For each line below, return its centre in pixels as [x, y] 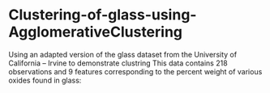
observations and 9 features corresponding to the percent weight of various [135, 71]
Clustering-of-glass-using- [103, 15]
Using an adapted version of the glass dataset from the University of [123, 54]
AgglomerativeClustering [96, 32]
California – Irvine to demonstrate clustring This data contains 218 [118, 63]
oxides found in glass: [45, 80]
